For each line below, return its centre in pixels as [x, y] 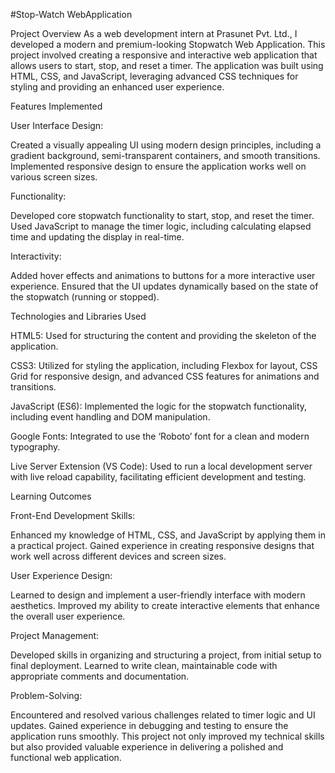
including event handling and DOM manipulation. [110, 417]
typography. [35, 447]
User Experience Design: [61, 575]
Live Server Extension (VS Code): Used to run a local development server [161, 466]
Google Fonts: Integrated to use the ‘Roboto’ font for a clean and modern [160, 436]
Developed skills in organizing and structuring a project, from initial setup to [166, 655]
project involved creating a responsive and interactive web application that [164, 55]
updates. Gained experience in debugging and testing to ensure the [149, 725]
